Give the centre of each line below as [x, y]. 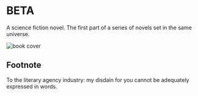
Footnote [24, 65]
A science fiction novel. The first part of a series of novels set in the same [99, 28]
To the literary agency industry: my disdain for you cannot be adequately [98, 79]
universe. [18, 34]
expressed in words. [32, 86]
